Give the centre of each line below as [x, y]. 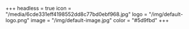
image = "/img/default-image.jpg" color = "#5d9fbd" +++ [100, 20]
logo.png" [18, 20]
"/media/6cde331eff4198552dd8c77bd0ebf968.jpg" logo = [76, 14]
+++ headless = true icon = [38, 8]
